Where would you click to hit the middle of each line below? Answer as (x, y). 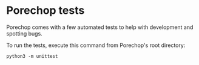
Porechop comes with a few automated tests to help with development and (100, 27)
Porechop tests (46, 11)
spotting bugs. (24, 33)
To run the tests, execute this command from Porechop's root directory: (96, 45)
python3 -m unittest (32, 56)
